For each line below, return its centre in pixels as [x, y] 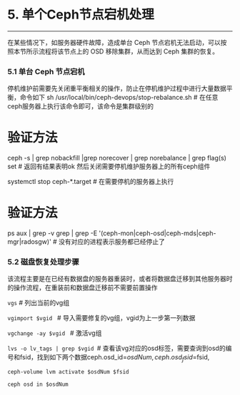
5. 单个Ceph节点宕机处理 [81, 15]
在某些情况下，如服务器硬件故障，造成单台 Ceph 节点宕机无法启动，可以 [114, 42]
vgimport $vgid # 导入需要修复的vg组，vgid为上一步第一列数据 [101, 318]
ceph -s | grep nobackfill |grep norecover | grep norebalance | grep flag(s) [117, 158]
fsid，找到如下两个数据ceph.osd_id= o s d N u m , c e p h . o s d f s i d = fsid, [115, 358]
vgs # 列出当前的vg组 [39, 303]
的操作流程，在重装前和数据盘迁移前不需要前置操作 [82, 288]
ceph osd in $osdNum [38, 385]
